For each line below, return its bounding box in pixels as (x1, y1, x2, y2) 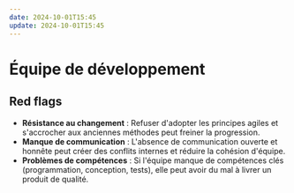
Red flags (9, 94, 63, 109)
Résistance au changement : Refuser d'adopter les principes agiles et (21, 117, 279, 128)
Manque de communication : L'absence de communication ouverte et (21, 136, 278, 146)
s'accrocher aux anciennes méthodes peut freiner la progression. (21, 127, 260, 137)
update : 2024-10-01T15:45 (9, 21, 104, 30)
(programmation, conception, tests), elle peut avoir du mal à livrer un (21, 164, 272, 174)
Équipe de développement (9, 59, 206, 79)
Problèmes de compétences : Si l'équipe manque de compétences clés (21, 155, 284, 166)
